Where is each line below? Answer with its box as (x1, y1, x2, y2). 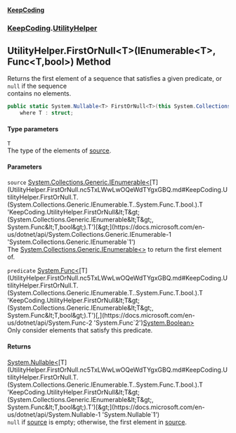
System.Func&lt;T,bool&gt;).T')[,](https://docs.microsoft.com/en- (7, 311, 195, 320)
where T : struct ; (20, 110, 74, 117)
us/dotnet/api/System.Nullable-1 (7, 410, 101, 418)
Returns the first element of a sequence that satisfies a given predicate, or (7, 75, 223, 83)
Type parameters (7, 124, 59, 133)
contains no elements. (7, 89, 72, 98)
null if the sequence (7, 82, 67, 91)
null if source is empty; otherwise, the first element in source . (7, 418, 188, 426)
